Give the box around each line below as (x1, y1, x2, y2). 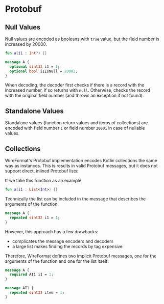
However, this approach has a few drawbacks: (5, 228, 99, 234)
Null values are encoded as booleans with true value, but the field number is (5, 36, 160, 42)
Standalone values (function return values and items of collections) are (5, 120, 148, 126)
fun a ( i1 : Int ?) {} (5, 51, 47, 55)
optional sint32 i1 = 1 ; (9, 64, 60, 69)
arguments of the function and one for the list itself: (5, 258, 109, 264)
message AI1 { (5, 286, 34, 291)
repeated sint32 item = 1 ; (9, 290, 65, 295)
